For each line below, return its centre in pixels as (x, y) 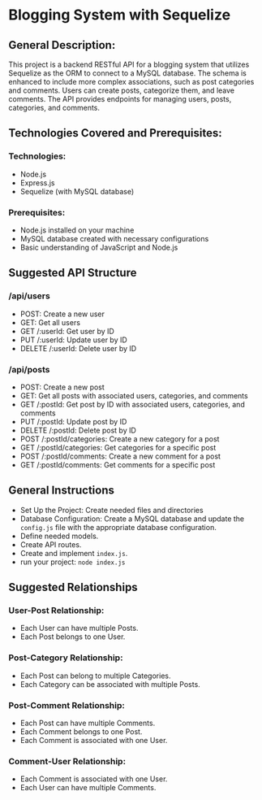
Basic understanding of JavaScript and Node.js (99, 247)
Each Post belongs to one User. (73, 637)
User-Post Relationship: (56, 611)
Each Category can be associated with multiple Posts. (110, 684)
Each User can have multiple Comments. (88, 788)
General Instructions (62, 491)
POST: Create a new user (62, 314)
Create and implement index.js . (74, 553)
